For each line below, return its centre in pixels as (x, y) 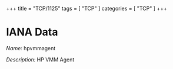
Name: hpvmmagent (31, 48)
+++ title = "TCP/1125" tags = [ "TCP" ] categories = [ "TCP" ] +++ (87, 8)
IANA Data (32, 32)
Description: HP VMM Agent (40, 59)
